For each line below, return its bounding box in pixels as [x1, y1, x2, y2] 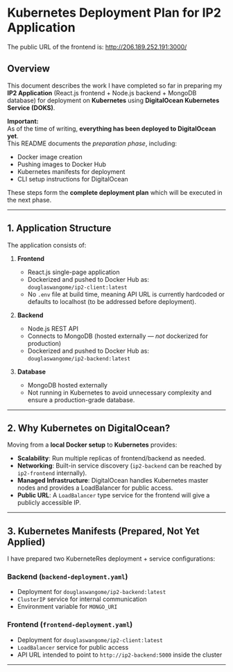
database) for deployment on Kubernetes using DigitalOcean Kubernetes [7, 96, 220, 104]
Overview [7, 63, 51, 74]
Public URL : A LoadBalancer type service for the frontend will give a [17, 491, 210, 499]
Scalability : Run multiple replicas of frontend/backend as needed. [17, 454, 206, 463]
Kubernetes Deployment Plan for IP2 [7, 5, 222, 21]
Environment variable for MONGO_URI [17, 602, 118, 611]
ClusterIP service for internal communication [17, 595, 147, 603]
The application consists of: [7, 241, 87, 249]
